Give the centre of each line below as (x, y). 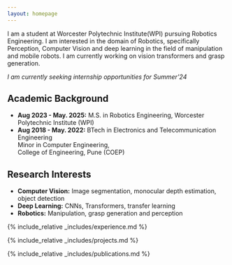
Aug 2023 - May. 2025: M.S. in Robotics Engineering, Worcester (111, 115)
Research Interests (49, 174)
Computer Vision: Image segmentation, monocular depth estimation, (117, 191)
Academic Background (58, 99)
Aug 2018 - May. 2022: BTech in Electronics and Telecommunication (117, 130)
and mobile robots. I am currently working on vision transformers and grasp (116, 56)
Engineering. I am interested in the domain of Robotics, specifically (103, 41)
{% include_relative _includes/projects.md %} (73, 241)
